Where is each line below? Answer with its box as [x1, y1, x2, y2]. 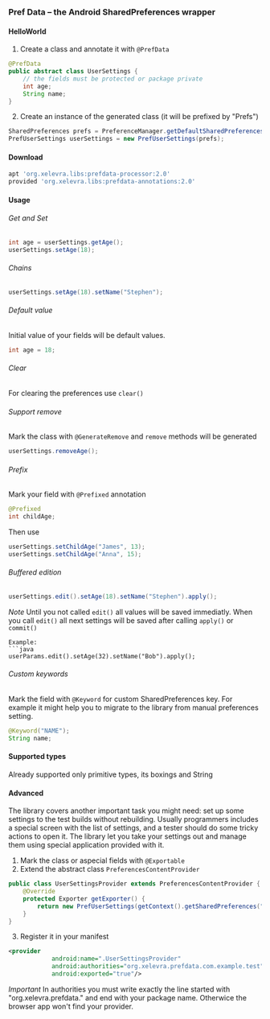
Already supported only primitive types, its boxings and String [8, 769, 213, 779]
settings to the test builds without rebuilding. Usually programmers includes [8, 815, 259, 824]
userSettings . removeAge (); [8, 448, 99, 456]
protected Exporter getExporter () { [22, 894, 146, 903]
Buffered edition [8, 567, 62, 577]
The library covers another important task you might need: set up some [8, 806, 244, 815]
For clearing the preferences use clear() [8, 388, 144, 398]
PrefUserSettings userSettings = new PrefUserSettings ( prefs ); [8, 135, 225, 143]
